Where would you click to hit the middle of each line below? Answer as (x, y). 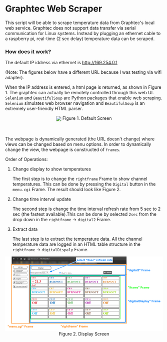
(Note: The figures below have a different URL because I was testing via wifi (83, 72)
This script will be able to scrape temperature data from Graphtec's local (80, 23)
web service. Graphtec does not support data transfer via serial (70, 28)
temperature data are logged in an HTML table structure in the (76, 244)
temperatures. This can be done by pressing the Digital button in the (84, 184)
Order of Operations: (26, 159)
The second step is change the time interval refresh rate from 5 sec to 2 (86, 209)
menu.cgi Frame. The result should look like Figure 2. (66, 190)
